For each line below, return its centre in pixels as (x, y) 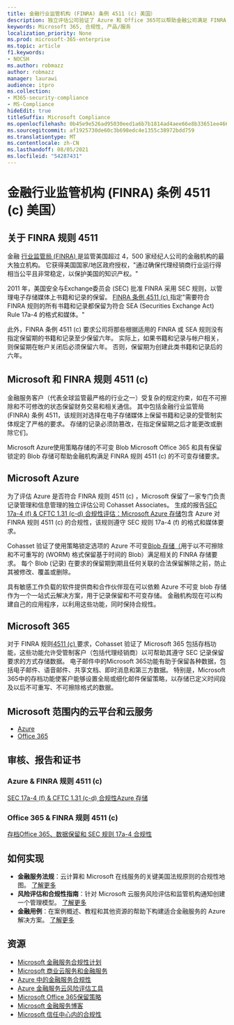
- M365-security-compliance (48, 98)
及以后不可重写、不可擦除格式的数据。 (62, 688)
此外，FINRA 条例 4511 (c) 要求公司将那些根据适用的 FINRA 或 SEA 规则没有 (115, 329)
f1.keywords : (26, 53)
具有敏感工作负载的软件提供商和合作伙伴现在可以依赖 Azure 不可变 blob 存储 (117, 587)
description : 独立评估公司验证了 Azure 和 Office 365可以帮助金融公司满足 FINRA (117, 20)
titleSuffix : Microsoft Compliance (59, 117)
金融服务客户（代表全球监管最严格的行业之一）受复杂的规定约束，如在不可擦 (117, 397)
